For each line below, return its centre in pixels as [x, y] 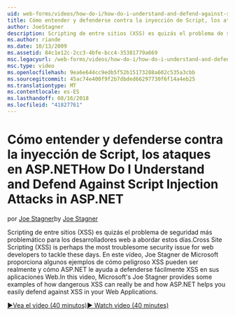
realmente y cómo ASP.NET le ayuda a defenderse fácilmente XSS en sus [113, 269]
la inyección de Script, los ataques [109, 154]
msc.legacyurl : [29, 60]
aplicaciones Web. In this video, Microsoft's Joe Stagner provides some [110, 277]
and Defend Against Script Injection [113, 185]
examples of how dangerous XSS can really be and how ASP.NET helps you [116, 284]
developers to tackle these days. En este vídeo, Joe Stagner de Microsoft [113, 254]
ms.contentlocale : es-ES [43, 92]
